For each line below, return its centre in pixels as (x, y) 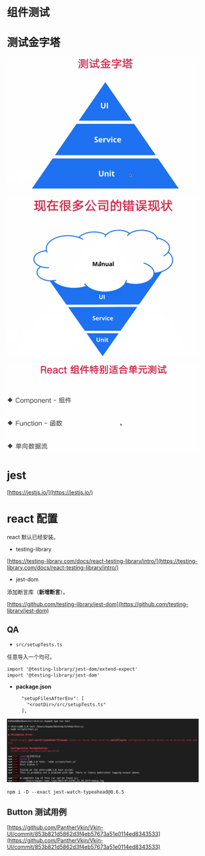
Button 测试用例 (37, 812)
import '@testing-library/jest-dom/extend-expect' (72, 669)
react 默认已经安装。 (33, 537)
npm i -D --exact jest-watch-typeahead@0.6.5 (65, 792)
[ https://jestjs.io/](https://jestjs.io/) (50, 492)
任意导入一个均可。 (31, 657)
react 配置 (33, 519)
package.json (33, 687)
